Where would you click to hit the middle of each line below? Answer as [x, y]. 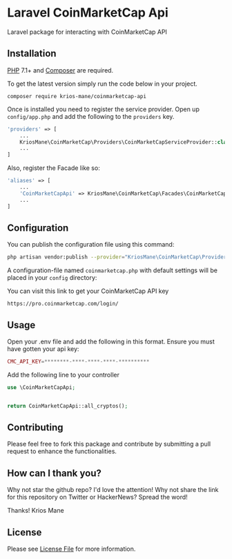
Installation [32, 54]
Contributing [35, 427]
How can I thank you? [54, 473]
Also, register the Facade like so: [54, 168]
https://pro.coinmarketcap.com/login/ [63, 304]
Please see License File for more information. [71, 549]
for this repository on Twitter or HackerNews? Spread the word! [97, 497]
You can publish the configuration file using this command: [91, 245]
